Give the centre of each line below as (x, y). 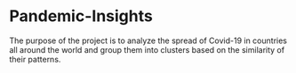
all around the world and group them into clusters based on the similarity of (147, 49)
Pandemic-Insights (81, 16)
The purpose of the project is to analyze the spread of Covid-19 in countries (148, 40)
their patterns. (35, 59)
